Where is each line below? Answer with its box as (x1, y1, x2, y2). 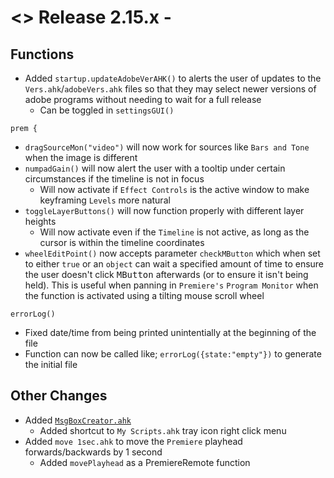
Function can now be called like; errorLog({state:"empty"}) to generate (24, 348, 322, 360)
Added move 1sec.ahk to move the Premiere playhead (24, 435, 243, 447)
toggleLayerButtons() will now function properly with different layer (24, 205, 305, 216)
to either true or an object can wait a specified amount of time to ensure (24, 258, 325, 270)
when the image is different (24, 152, 138, 163)
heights (24, 216, 57, 227)
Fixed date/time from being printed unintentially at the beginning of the (24, 327, 317, 338)
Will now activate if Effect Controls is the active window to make (39, 184, 310, 195)
